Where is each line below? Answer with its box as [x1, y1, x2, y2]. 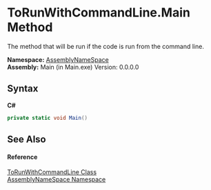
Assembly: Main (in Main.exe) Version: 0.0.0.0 [7, 63, 139, 71]
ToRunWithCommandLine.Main [7, 5, 191, 21]
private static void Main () [7, 114, 88, 121]
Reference [7, 153, 38, 161]
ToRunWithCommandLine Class [7, 168, 97, 176]
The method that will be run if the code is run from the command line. [7, 42, 205, 50]
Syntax [7, 83, 39, 94]
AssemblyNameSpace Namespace [7, 176, 106, 184]
